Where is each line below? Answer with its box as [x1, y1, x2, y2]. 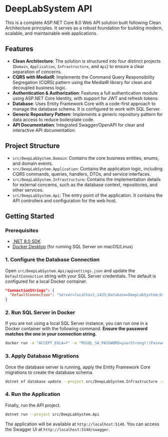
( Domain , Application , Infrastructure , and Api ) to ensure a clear [12, 63, 144, 69]
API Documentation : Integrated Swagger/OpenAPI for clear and [12, 122, 144, 128]
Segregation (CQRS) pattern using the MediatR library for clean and [12, 79, 151, 85]
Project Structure [5, 142, 60, 150]
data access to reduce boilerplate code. [12, 116, 95, 123]
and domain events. [12, 160, 53, 166]
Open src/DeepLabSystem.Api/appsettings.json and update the [5, 267, 135, 273]
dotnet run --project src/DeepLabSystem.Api [5, 411, 99, 417]
